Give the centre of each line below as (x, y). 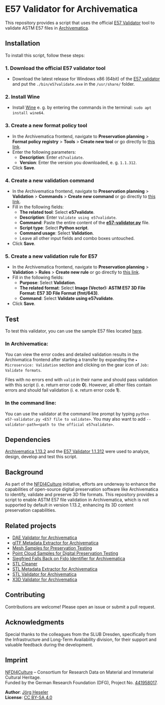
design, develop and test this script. (41, 457)
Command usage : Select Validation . (57, 233)
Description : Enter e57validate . (52, 157)
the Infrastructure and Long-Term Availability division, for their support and (81, 639)
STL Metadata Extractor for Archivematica (55, 569)
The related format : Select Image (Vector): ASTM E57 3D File (82, 288)
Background (24, 472)
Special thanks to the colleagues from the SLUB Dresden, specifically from (81, 634)
